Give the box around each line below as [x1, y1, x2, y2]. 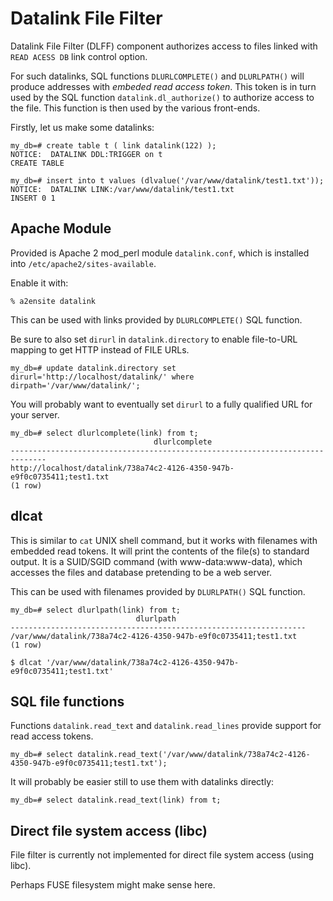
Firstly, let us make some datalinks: [10, 121, 155, 133]
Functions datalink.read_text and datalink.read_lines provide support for [10, 720, 322, 732]
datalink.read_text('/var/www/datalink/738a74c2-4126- [77, 750, 311, 760]
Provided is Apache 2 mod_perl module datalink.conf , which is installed [10, 247, 310, 259]
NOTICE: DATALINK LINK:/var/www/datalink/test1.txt [10, 184, 235, 194]
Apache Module [10, 220, 112, 237]
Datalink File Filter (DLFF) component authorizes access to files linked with [10, 40, 318, 52]
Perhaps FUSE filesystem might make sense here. [10, 879, 216, 891]
